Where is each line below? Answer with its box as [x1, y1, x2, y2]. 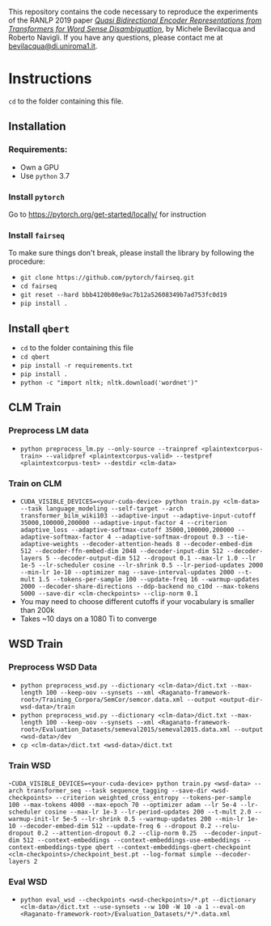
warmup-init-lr [8, 815, 60, 823]
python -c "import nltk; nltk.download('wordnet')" [19, 379, 198, 387]
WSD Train [8, 637, 63, 651]
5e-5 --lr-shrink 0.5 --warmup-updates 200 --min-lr [62, 815, 244, 823]
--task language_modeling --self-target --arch [19, 505, 184, 513]
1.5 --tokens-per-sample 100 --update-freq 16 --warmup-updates [38, 576, 260, 584]
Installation [8, 120, 66, 133]
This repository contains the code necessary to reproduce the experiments [8, 7, 259, 16]
